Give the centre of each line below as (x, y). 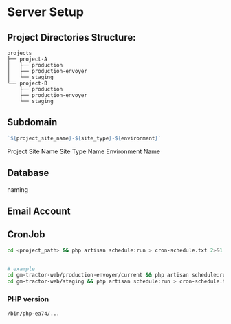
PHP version (28, 299)
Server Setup (46, 12)
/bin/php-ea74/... (33, 314)
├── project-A (27, 59)
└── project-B (27, 83)
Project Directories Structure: (71, 37)
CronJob (26, 235)
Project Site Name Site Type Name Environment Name (84, 151)
